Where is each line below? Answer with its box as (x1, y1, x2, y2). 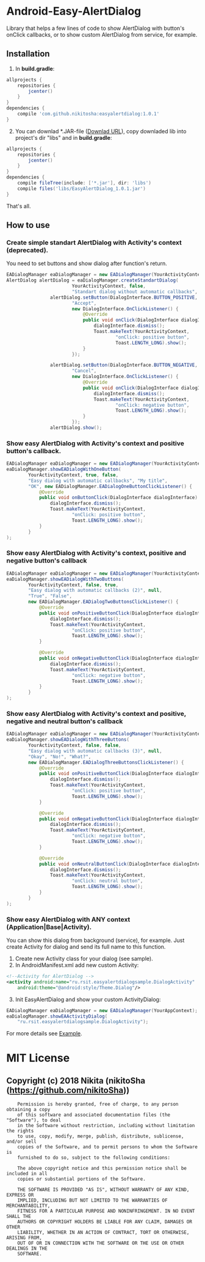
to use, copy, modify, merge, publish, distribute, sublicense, (17, 1133, 184, 1140)
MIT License (6, 1051, 70, 1065)
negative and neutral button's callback (6, 717, 123, 725)
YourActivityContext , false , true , (28, 582, 119, 588)
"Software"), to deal (6, 1117, 62, 1123)
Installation (6, 49, 50, 59)
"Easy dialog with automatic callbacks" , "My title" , (28, 478, 168, 484)
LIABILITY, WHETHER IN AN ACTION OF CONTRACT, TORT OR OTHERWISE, (17, 1230, 190, 1236)
